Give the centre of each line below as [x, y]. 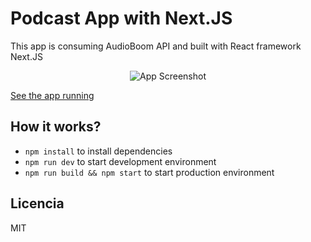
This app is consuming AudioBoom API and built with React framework [156, 46]
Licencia [37, 203]
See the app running [52, 95]
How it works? [56, 127]
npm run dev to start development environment [120, 161]
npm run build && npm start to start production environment [149, 172]
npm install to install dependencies [98, 151]
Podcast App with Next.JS [121, 18]
